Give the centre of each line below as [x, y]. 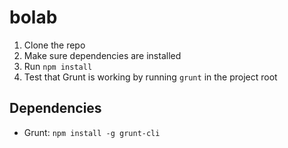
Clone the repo [54, 45]
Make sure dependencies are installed [102, 55]
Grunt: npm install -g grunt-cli [92, 132]
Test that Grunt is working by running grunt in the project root [150, 77]
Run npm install [58, 66]
